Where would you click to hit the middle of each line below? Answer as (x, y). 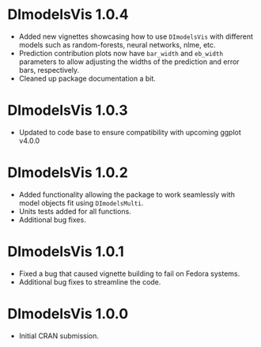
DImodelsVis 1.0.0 (68, 313)
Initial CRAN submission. (59, 336)
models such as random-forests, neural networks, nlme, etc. (117, 44)
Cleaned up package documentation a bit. (87, 78)
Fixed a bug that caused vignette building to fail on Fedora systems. (129, 273)
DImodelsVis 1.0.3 (68, 110)
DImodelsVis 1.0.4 (68, 15)
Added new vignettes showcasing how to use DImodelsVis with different (136, 36)
